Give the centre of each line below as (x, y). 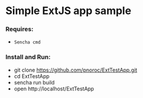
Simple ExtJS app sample (68, 11)
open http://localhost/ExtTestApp (54, 89)
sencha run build (34, 82)
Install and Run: (28, 57)
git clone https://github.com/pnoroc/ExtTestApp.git (76, 70)
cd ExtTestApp (32, 76)
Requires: (19, 29)
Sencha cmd (27, 42)
